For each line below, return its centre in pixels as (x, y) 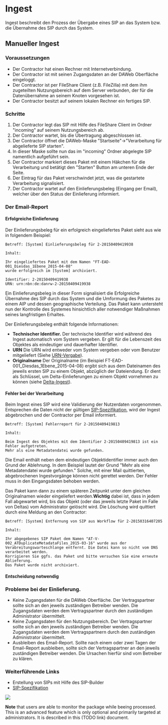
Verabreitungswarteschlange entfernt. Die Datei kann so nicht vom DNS (81, 548)
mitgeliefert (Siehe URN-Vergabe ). (48, 355)
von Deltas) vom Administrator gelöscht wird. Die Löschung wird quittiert (80, 507)
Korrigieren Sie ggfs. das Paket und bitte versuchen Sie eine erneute (81, 557)
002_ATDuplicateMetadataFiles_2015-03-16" (50, 543)
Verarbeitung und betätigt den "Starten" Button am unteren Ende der (83, 167)
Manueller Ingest (32, 44)
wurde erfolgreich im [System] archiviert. (51, 271)
